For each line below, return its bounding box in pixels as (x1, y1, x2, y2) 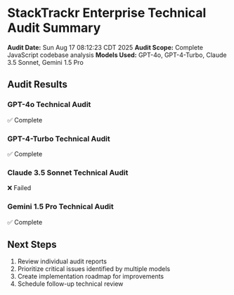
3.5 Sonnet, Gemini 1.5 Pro (7, 58, 84, 66)
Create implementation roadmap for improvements (17, 272, 164, 281)
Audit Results (7, 79, 68, 91)
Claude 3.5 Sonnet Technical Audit (7, 168, 129, 177)
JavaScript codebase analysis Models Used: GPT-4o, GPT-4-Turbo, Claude (7, 51, 227, 59)
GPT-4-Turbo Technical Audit (7, 134, 110, 144)
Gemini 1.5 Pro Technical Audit (7, 202, 114, 212)
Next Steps (7, 238, 57, 251)
